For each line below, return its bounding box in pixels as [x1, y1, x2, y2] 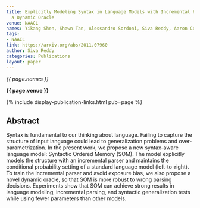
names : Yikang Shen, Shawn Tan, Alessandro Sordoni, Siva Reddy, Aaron [6, 25, 187, 32]
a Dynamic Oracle [11, 14, 55, 20]
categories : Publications [6, 53, 70, 59]
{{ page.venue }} [6, 87, 49, 94]
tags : [6, 31, 20, 37]
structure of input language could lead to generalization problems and [6, 138, 178, 145]
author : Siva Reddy [6, 48, 55, 54]
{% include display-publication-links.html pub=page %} [6, 98, 143, 105]
